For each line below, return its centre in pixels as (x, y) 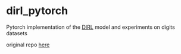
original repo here (28, 45)
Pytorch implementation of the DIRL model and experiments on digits (91, 27)
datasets (17, 33)
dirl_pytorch (37, 11)
